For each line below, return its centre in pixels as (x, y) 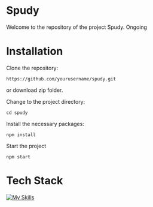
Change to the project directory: (46, 101)
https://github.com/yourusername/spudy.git (61, 79)
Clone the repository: (32, 68)
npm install (21, 135)
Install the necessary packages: (45, 124)
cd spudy (17, 112)
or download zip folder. (35, 90)
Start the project (26, 146)
